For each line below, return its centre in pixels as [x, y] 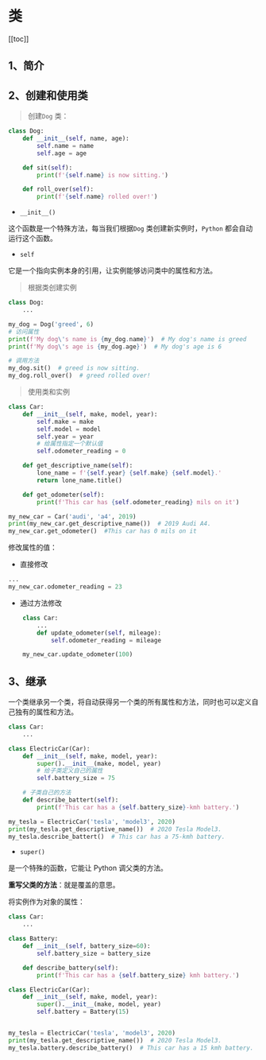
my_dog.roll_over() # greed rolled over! [79, 376]
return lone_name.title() [80, 480]
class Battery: [33, 939]
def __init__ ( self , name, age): [76, 139]
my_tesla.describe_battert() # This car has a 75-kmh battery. [117, 837]
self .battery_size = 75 [76, 778]
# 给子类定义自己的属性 [70, 771]
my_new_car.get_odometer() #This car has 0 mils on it [102, 531]
